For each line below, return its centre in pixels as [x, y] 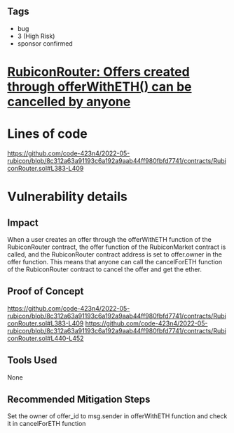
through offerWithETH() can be [99, 86]
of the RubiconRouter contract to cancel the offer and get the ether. [104, 269]
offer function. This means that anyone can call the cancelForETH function [115, 261]
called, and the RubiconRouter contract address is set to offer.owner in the [115, 254]
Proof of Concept [46, 291]
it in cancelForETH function [47, 424]
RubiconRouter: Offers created [99, 72]
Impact [23, 222]
